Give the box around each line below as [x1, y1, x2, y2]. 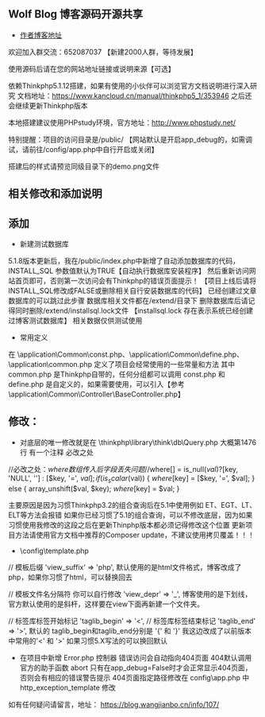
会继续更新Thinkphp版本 [8, 100, 89, 110]
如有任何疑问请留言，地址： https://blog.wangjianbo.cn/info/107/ [8, 699, 220, 709]
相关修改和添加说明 [8, 187, 102, 201]
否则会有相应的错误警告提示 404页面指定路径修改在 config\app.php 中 [19, 672, 250, 682]
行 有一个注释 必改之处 [19, 447, 94, 457]
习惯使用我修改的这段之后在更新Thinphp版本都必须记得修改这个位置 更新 [8, 520, 246, 529]
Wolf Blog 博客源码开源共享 [8, 7, 144, 21]
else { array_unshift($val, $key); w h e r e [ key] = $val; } [8, 484, 180, 493]
